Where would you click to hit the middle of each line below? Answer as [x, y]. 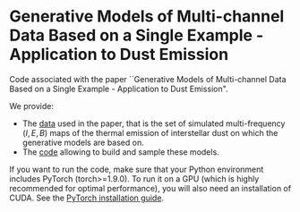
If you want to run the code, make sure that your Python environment [137, 169]
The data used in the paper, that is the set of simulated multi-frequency [154, 123]
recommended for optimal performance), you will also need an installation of [150, 188]
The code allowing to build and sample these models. [120, 152]
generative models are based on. [83, 142]
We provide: [31, 106]
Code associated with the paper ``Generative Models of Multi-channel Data [148, 79]
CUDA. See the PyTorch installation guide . [86, 198]
